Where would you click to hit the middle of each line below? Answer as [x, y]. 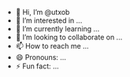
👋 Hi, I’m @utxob [43, 12]
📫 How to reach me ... [52, 46]
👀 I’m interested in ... [49, 20]
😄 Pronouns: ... [41, 57]
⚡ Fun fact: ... [37, 66]
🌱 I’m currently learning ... [58, 29]
